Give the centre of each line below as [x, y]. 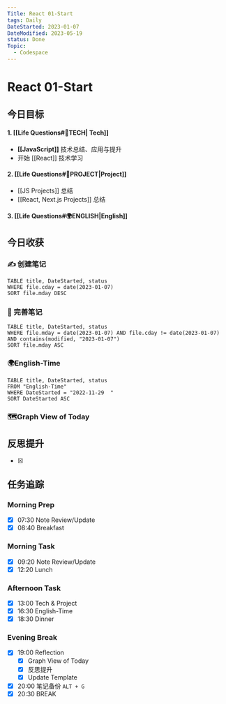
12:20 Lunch [35, 569]
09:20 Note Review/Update [56, 562]
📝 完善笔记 [25, 313]
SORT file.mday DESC [37, 294]
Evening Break [32, 638]
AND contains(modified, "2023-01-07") [63, 339]
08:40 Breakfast [40, 528]
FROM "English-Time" [37, 387]
